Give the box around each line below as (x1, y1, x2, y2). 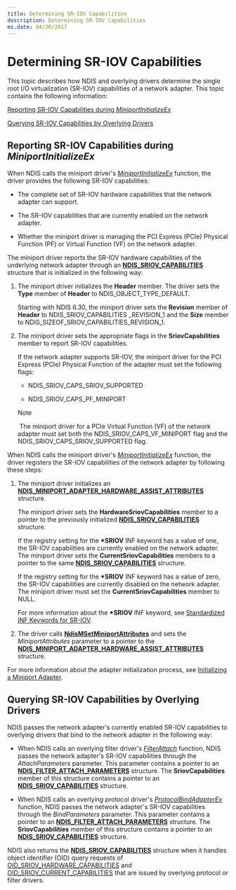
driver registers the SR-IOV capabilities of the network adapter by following (7, 458, 225, 467)
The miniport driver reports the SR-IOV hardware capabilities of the (7, 254, 202, 262)
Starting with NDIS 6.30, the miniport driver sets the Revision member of (17, 303, 228, 311)
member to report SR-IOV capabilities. (17, 339, 129, 348)
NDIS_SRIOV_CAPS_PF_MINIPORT (27, 395, 126, 404)
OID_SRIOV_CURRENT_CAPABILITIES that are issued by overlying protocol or (7, 868, 228, 877)
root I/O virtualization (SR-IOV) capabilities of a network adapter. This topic (7, 84, 225, 93)
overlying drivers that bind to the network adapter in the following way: (7, 730, 213, 739)
